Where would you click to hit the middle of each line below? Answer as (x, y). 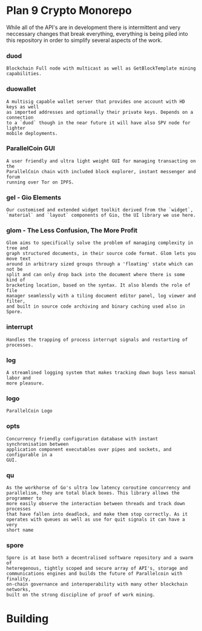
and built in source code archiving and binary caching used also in (96, 306)
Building (28, 619)
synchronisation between (37, 444)
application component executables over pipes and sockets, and (89, 449)
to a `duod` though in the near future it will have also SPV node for (98, 123)
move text (19, 259)
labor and (19, 378)
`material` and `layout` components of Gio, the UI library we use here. (101, 216)
